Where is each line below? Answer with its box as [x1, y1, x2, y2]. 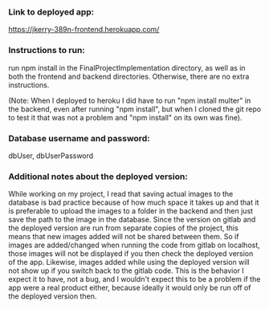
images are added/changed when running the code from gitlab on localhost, [8, 240, 261, 250]
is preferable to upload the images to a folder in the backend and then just [8, 206, 254, 216]
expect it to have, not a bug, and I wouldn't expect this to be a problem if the [8, 274, 261, 284]
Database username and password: [8, 132, 150, 144]
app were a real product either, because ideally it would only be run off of [8, 283, 251, 293]
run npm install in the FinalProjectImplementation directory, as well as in [8, 63, 247, 72]
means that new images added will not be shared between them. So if [8, 232, 239, 242]
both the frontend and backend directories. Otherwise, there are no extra [8, 71, 250, 81]
